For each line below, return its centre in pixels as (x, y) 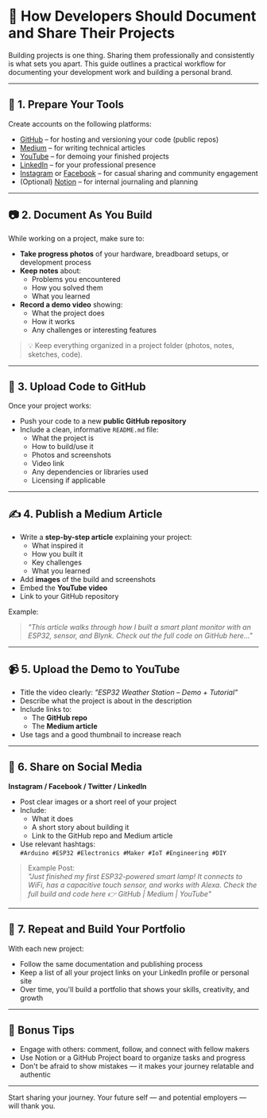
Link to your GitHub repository (69, 596)
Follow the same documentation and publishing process (111, 964)
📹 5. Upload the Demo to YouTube (94, 669)
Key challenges (56, 563)
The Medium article (64, 726)
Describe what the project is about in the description (106, 701)
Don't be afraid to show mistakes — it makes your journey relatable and (137, 1066)
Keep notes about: (50, 271)
